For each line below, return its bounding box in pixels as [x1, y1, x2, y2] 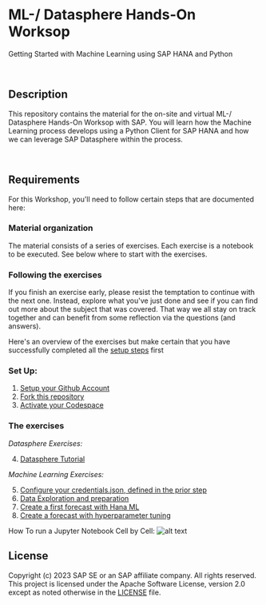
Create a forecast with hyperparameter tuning [19, 510, 171, 520]
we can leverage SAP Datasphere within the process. [8, 134, 184, 144]
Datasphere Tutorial [19, 454, 85, 464]
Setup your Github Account [19, 384, 110, 393]
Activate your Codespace [19, 400, 104, 410]
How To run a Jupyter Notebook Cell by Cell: [8, 526, 156, 535]
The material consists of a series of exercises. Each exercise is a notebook [8, 241, 254, 250]
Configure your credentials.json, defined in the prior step [19, 485, 208, 495]
